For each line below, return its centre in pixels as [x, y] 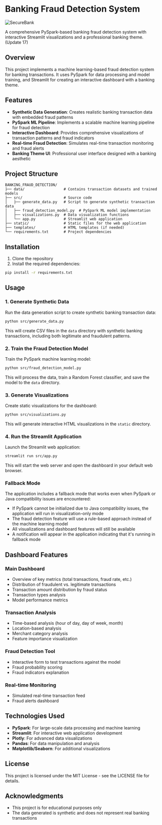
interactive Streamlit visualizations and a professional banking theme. [74, 37]
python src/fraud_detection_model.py [43, 368]
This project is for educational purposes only [57, 808]
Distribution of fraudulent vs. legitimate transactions [64, 585]
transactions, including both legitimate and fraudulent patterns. [68, 336]
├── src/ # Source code [49, 198]
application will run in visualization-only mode [58, 514]
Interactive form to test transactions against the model [66, 662]
